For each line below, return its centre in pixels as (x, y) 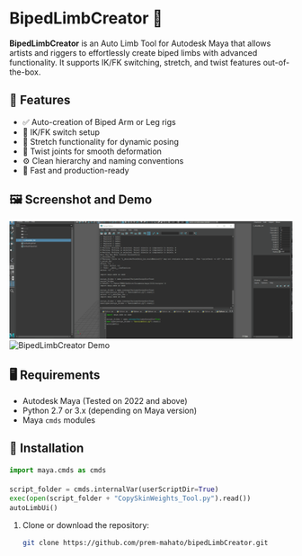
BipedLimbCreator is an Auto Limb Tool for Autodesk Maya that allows (140, 43)
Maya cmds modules (59, 420)
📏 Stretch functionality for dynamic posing (101, 141)
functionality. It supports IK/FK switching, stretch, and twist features (135, 62)
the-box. (25, 72)
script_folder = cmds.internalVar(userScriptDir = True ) (114, 489)
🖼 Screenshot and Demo (81, 200)
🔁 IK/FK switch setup (61, 132)
